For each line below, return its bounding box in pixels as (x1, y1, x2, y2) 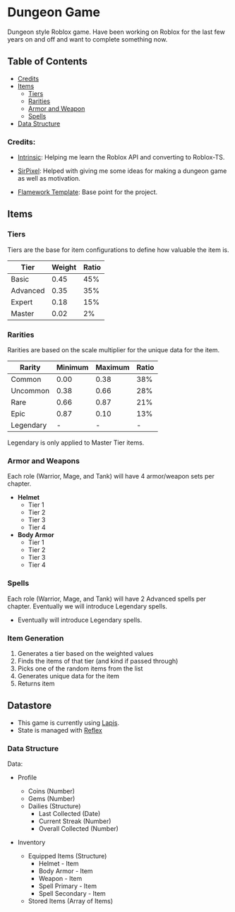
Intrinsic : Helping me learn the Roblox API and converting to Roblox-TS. (17, 153, 225, 162)
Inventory (17, 838, 46, 847)
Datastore (7, 700, 52, 712)
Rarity (20, 363, 41, 373)
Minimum (56, 363, 89, 373)
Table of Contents (7, 56, 88, 68)
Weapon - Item (38, 875, 83, 883)
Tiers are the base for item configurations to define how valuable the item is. (7, 245, 229, 254)
